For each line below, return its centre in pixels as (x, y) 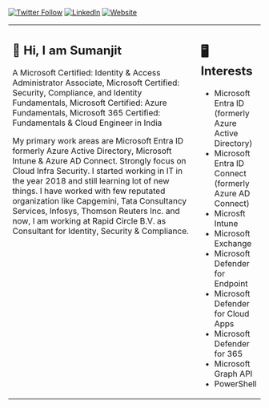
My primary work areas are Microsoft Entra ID (98, 140)
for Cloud (232, 313)
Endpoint (231, 283)
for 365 (229, 353)
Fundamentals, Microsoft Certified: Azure (90, 103)
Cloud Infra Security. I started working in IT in (97, 171)
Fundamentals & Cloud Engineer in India (87, 123)
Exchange (233, 243)
